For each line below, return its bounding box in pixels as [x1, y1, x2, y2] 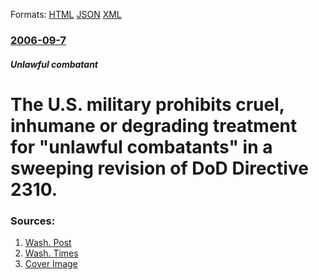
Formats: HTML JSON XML [10, 9, 122, 20]
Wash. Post [24, 237, 72, 248]
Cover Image [24, 258, 78, 269]
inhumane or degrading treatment [10, 114, 298, 137]
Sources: [10, 214, 56, 228]
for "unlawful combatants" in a [10, 135, 273, 158]
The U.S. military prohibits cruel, [10, 93, 285, 116]
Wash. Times [24, 247, 79, 259]
